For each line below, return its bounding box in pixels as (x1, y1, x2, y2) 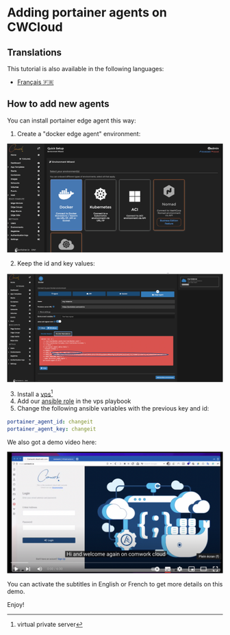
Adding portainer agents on (7, 5, 168, 21)
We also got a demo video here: (7, 438, 97, 446)
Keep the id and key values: (16, 259, 95, 268)
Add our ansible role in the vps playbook (16, 397, 131, 405)
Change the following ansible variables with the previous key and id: (16, 404, 209, 413)
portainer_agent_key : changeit (7, 426, 97, 432)
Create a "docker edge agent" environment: (16, 129, 141, 138)
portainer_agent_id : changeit (7, 419, 94, 426)
